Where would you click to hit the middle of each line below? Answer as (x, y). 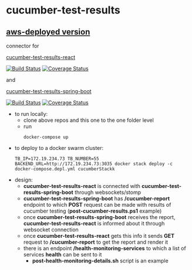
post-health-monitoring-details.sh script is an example (100, 261)
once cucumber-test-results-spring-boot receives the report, (99, 217)
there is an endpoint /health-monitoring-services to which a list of (105, 248)
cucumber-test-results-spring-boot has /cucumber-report (97, 199)
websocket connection (51, 230)
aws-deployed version (48, 32)
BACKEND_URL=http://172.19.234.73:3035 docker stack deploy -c (94, 164)
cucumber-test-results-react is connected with (82, 186)
